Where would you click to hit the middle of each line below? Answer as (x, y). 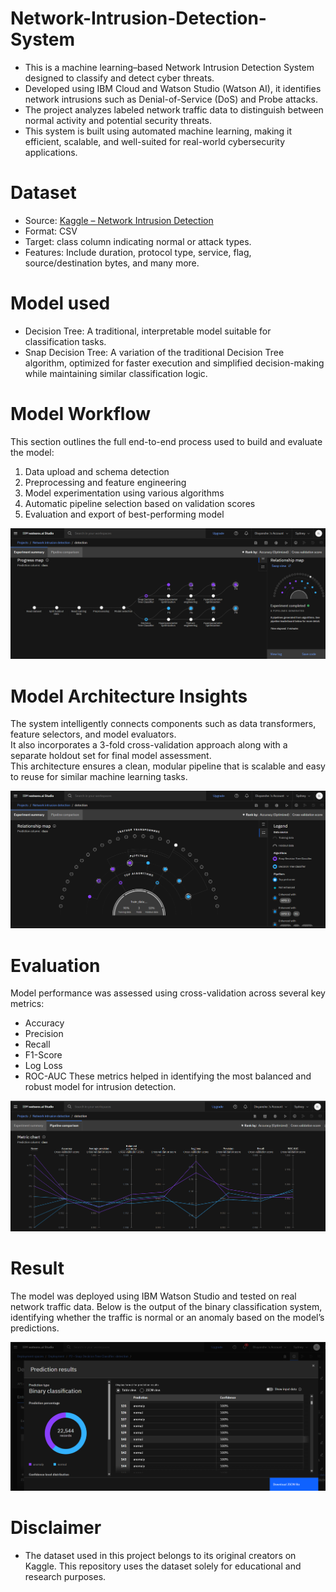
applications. (51, 152)
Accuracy (44, 1023)
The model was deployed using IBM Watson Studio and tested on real (153, 1296)
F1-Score (43, 1055)
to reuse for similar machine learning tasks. (99, 777)
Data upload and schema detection (97, 471)
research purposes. (65, 1576)
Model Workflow (81, 414)
